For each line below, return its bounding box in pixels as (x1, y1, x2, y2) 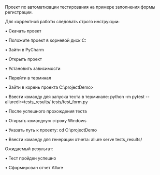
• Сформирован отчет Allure (5, 165, 64, 170)
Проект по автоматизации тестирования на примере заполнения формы (5, 4, 156, 10)
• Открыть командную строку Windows (5, 118, 87, 123)
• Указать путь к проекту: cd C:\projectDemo (5, 127, 97, 133)
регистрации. (5, 9, 33, 15)
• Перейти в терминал (5, 75, 52, 80)
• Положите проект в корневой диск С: (5, 37, 86, 43)
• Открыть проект (5, 56, 42, 62)
